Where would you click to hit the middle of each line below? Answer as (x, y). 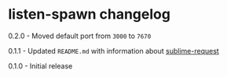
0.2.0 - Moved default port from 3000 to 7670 (80, 36)
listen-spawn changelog (90, 14)
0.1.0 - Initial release (40, 66)
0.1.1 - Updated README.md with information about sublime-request (114, 51)
